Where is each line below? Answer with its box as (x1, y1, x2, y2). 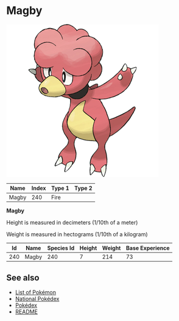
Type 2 (74, 184, 93, 192)
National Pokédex (15, 295, 60, 303)
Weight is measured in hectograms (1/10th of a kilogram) (6, 231, 148, 238)
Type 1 (51, 184, 69, 192)
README (15, 308, 38, 316)
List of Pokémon (15, 289, 57, 296)
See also (6, 272, 40, 283)
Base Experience (125, 244, 170, 251)
